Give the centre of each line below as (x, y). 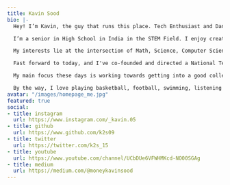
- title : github (30, 126)
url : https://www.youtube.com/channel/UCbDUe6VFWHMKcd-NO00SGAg (107, 158)
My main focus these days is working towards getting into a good (110, 76)
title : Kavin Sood (33, 13)
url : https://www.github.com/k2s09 (64, 133)
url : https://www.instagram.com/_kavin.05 (75, 120)
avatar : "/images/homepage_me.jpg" (58, 94)
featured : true (29, 101)
